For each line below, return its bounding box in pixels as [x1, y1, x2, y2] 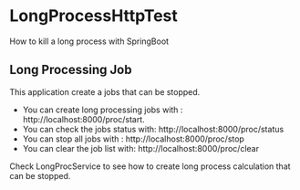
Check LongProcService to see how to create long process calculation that [9, 161, 291, 172]
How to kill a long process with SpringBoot [9, 36, 170, 47]
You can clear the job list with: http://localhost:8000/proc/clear [22, 142, 260, 153]
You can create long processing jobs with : [22, 104, 183, 115]
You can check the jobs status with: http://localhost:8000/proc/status [22, 123, 284, 134]
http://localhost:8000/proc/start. [22, 113, 146, 124]
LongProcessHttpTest [9, 5, 178, 26]
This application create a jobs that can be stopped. [9, 86, 201, 97]
